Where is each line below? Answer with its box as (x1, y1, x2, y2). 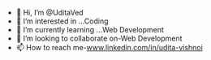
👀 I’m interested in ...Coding (15, 16, 109, 26)
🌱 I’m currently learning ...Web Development (15, 25, 165, 34)
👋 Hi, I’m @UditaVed (15, 8, 84, 17)
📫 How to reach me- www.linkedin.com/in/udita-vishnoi (15, 43, 203, 52)
